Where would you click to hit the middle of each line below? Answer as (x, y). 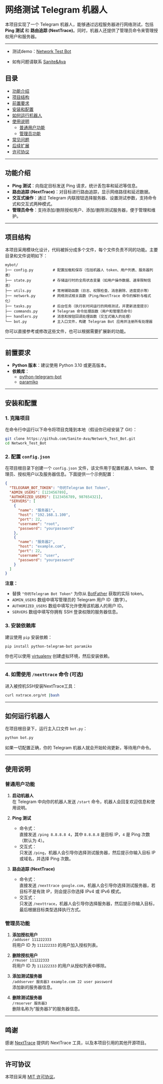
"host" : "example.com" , (42, 546)
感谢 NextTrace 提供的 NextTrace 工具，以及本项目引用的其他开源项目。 (77, 1043)
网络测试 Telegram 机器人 (56, 10)
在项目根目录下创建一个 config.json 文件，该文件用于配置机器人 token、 (78, 468)
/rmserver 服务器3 (30, 1003)
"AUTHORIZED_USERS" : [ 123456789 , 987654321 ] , (56, 497)
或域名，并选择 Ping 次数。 (46, 859)
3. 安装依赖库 (20, 625)
